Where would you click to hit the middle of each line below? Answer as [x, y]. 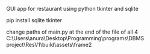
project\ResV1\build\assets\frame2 [49, 45]
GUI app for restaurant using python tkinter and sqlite [72, 9]
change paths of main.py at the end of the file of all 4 [72, 32]
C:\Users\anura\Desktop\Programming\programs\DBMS [75, 38]
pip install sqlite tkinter [34, 20]
